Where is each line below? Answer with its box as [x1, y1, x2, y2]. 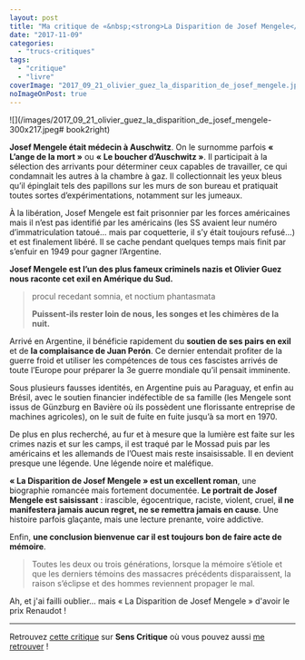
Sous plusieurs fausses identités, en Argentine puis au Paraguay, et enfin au [9, 382, 294, 393]
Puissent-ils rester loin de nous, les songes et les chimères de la [31, 308, 280, 319]
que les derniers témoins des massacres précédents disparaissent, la [31, 568, 292, 579]
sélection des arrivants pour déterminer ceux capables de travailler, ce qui [9, 161, 288, 172]
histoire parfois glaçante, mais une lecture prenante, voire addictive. [9, 514, 264, 525]
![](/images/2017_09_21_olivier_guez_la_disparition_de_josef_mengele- [9, 114, 272, 125]
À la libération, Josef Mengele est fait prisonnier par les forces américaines [9, 207, 290, 218]
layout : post [9, 13, 59, 23]
